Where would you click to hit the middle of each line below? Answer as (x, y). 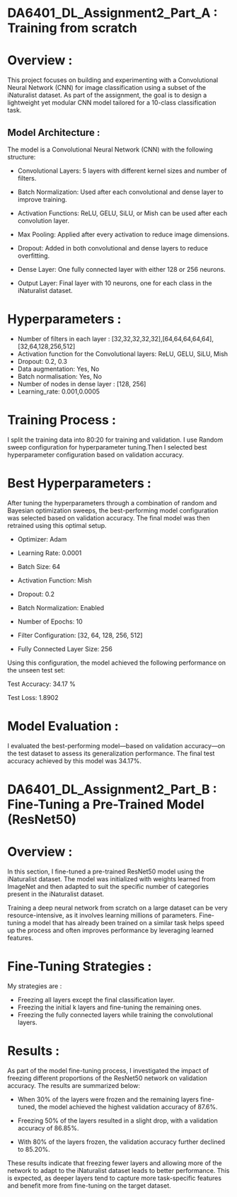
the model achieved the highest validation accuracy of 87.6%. (128, 1106)
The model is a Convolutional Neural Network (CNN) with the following (110, 149)
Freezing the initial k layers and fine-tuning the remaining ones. (109, 1007)
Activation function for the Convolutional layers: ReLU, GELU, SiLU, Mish (123, 354)
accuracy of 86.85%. (48, 1128)
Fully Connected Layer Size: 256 (65, 648)
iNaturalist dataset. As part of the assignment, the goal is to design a (107, 95)
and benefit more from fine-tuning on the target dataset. (89, 1185)
